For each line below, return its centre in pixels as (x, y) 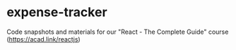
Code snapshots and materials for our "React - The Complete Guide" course (118, 32)
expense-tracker (57, 12)
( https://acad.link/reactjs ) (43, 39)
